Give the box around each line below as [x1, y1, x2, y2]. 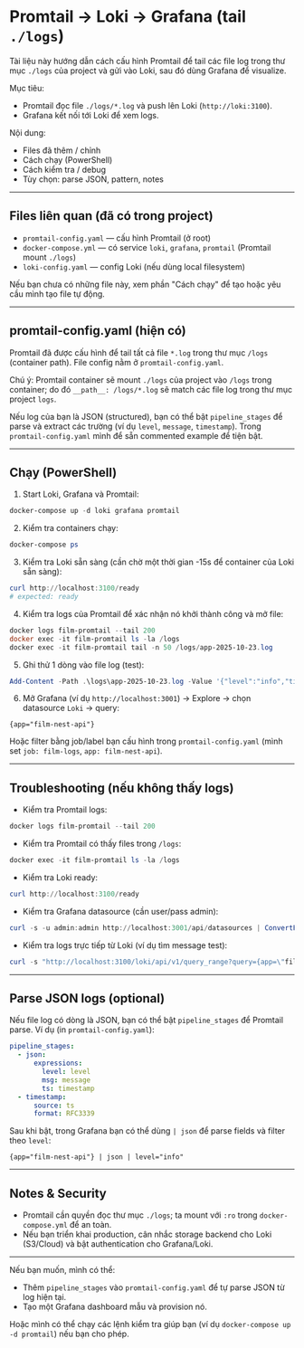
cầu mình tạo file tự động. [9, 288, 106, 299]
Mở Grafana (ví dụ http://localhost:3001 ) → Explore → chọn [22, 693, 252, 704]
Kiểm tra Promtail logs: [22, 804, 108, 815]
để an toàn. [69, 1220, 112, 1230]
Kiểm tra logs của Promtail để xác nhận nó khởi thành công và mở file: [22, 608, 284, 619]
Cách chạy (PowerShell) [22, 154, 113, 165]
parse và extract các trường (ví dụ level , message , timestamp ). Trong [9, 421, 262, 432]
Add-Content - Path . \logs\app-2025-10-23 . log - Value [9, 677, 213, 686]
